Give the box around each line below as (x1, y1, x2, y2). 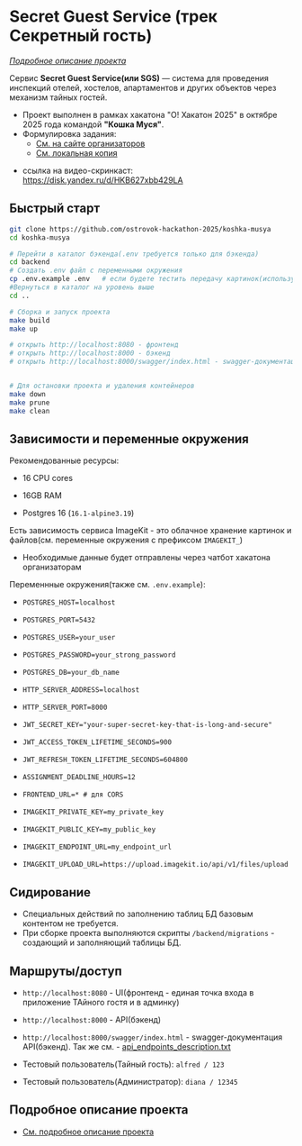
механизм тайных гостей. (9, 92, 108, 103)
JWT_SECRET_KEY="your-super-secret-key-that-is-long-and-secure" (22, 721, 272, 730)
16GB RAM (22, 490, 63, 501)
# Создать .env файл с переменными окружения (9, 266, 182, 276)
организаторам (22, 561, 83, 573)
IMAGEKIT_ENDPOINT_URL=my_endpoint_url (22, 842, 173, 852)
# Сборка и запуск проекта (9, 307, 111, 316)
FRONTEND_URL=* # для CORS (22, 790, 124, 799)
